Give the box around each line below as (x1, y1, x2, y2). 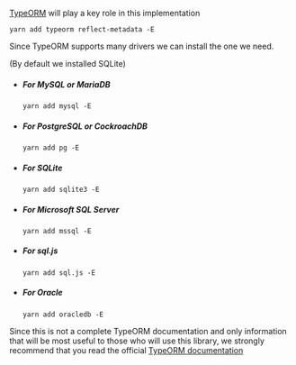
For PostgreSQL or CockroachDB (22, 121, 148, 132)
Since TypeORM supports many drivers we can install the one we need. (9, 41, 274, 51)
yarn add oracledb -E (22, 310, 103, 319)
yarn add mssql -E (22, 226, 92, 235)
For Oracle (22, 287, 63, 298)
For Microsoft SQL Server (22, 204, 120, 214)
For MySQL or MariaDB (22, 78, 111, 89)
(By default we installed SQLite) (9, 59, 126, 68)
